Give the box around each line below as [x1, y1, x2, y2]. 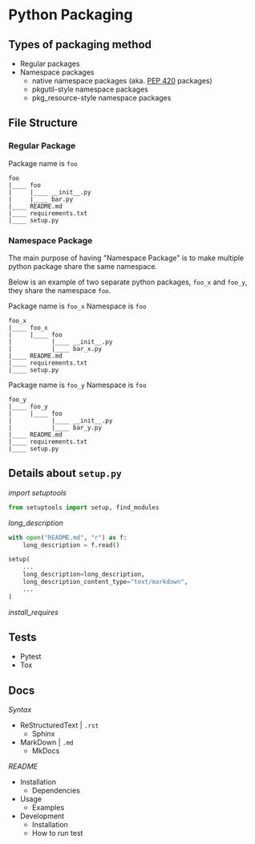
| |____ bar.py [8, 195, 74, 203]
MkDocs [31, 746, 60, 756]
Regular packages [19, 59, 80, 68]
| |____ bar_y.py [8, 423, 103, 431]
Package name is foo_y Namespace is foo [8, 380, 147, 389]
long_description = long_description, [22, 570, 146, 579]
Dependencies [31, 785, 80, 796]
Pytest [19, 652, 42, 662]
